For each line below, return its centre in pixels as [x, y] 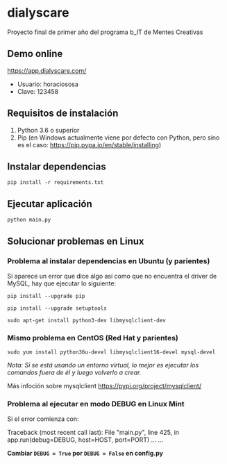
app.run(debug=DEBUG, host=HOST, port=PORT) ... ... [85, 440]
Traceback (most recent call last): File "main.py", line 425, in [93, 433]
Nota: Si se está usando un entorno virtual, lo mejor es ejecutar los [103, 365]
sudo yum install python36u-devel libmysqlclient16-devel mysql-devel [111, 352]
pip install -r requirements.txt [56, 183]
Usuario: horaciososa [48, 84]
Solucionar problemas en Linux [76, 241]
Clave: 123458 [38, 91]
